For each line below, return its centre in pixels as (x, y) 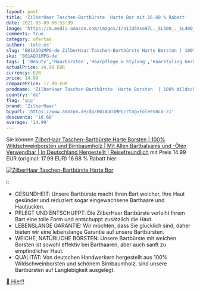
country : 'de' (24, 95)
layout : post (22, 12)
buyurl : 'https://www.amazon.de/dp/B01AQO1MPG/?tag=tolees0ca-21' (90, 112)
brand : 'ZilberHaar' (32, 106)
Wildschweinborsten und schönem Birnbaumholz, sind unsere (91, 264)
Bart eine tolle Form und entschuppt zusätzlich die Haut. (84, 219)
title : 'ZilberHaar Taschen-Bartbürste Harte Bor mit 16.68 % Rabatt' (97, 17)
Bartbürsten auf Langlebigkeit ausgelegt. (65, 270)
